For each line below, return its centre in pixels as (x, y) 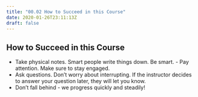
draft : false (23, 23)
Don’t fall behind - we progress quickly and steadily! (80, 87)
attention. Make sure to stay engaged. (62, 68)
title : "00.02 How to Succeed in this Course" (66, 12)
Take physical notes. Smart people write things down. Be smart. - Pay (102, 62)
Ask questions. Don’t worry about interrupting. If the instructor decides (103, 75)
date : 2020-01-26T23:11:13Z (42, 17)
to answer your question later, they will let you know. (81, 81)
